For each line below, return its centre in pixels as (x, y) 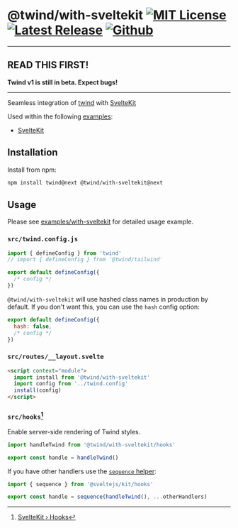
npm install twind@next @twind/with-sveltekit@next (85, 182)
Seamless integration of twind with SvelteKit (72, 102)
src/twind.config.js (43, 239)
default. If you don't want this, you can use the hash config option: (103, 307)
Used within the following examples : (60, 116)
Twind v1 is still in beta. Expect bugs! (63, 82)
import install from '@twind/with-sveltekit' (82, 377)
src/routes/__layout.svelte (56, 357)
